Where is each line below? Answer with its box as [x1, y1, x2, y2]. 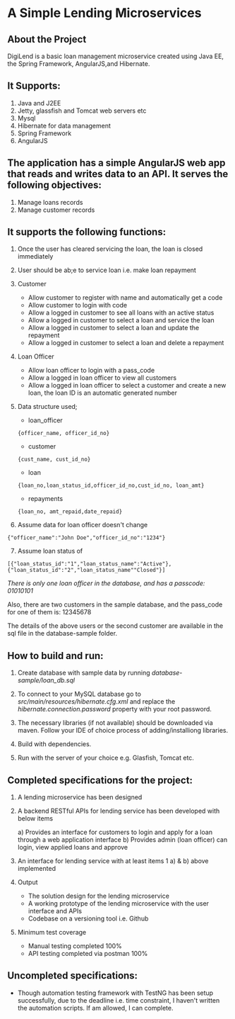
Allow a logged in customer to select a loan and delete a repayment [28, 339, 224, 347]
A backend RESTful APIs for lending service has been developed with [17, 806, 220, 816]
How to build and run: [7, 650, 104, 662]
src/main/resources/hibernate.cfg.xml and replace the [17, 697, 176, 706]
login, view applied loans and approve [17, 843, 128, 852]
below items [17, 814, 54, 823]
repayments [28, 495, 64, 503]
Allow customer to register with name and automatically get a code [28, 293, 223, 302]
